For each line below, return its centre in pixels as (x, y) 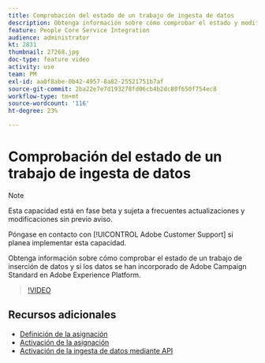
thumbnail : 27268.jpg (44, 52)
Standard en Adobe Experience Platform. (75, 275)
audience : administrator (49, 37)
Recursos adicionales (62, 315)
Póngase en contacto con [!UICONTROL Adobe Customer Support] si (121, 234)
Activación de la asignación (64, 342)
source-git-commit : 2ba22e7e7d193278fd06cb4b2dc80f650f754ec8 (112, 89)
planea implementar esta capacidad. (67, 242)
